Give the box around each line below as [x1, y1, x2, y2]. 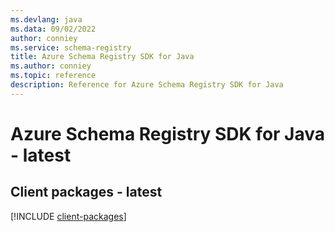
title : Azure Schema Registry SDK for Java [10, 52, 195, 62]
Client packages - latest [10, 184, 163, 201]
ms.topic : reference [10, 71, 97, 81]
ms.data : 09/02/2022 [10, 24, 97, 34]
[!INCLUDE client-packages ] [10, 210, 127, 222]
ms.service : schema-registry [10, 42, 132, 53]
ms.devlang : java [10, 14, 83, 25]
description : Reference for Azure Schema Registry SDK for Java [10, 80, 284, 90]
